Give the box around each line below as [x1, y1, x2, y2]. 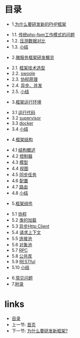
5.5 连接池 [11, 235, 32, 241]
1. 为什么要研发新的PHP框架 [11, 21, 66, 27]
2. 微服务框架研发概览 [11, 54, 55, 60]
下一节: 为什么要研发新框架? [11, 328, 68, 334]
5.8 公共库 [11, 253, 33, 259]
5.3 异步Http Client [11, 223, 50, 229]
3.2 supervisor [11, 115, 41, 121]
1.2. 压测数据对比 [11, 37, 46, 44]
